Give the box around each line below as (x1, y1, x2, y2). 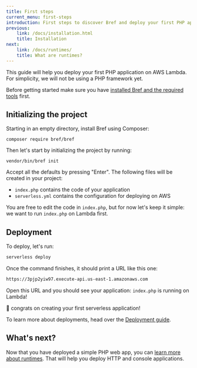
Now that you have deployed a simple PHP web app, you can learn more (6, 349, 181, 356)
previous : (6, 25, 30, 31)
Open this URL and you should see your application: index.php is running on (6, 287, 189, 294)
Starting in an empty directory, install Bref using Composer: (6, 125, 150, 132)
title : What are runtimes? (16, 52, 83, 58)
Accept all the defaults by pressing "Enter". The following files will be (6, 168, 173, 175)
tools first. (6, 92, 30, 100)
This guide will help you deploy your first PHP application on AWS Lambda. (6, 68, 187, 75)
